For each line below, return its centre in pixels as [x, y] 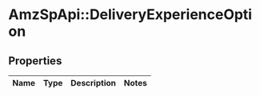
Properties [35, 61]
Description [93, 83]
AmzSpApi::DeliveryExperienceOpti [130, 15]
